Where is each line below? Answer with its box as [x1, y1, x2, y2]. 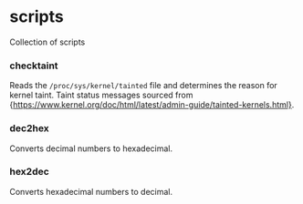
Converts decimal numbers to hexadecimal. [9, 143, 173, 154]
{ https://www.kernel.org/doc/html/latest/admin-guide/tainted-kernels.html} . [9, 99, 295, 110]
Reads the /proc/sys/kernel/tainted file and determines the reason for [9, 80, 278, 91]
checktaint [9, 59, 58, 72]
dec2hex [9, 122, 50, 135]
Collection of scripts [9, 36, 86, 47]
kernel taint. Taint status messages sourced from [9, 89, 193, 101]
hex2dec [9, 166, 50, 178]
